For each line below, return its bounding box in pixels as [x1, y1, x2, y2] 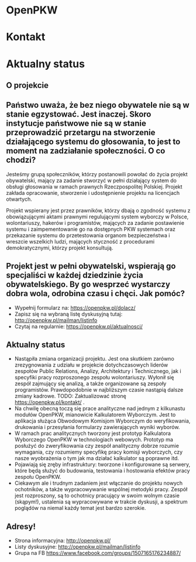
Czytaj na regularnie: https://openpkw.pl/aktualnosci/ [14, 323, 143, 330]
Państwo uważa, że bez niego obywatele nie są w [6, 100, 190, 110]
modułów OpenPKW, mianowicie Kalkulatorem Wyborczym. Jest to [14, 411, 176, 419]
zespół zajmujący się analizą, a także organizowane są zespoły [14, 380, 167, 387]
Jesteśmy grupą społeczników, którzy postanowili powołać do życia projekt [6, 170, 188, 177]
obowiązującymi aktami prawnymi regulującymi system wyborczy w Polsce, [6, 213, 189, 220]
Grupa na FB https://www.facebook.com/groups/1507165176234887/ [14, 550, 181, 557]
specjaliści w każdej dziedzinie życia [6, 270, 143, 280]
